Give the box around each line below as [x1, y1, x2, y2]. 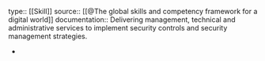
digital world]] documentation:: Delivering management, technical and [8, 15, 236, 24]
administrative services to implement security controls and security [8, 23, 228, 32]
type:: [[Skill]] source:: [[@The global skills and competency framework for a [8, 7, 258, 16]
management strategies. [8, 31, 88, 41]
